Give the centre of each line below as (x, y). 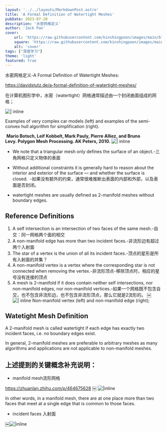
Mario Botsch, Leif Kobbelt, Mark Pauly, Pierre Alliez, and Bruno (73, 136)
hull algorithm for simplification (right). (60, 127)
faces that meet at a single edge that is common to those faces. (70, 403)
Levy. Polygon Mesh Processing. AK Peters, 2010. (58, 142)
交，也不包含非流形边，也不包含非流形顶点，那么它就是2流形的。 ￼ (82, 295)
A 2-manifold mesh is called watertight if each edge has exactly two (75, 328)
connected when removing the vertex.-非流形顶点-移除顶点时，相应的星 (86, 271)
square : (22, 42)
